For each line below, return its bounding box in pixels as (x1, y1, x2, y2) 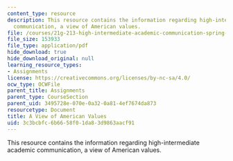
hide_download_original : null (7, 55, 95, 62)
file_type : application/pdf (7, 42, 89, 49)
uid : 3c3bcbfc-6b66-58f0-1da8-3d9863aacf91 (7, 119, 135, 126)
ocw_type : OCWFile (7, 81, 60, 88)
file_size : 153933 (7, 36, 60, 43)
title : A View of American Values (7, 113, 107, 120)
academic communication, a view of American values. (7, 146, 162, 154)
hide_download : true (7, 49, 67, 56)
